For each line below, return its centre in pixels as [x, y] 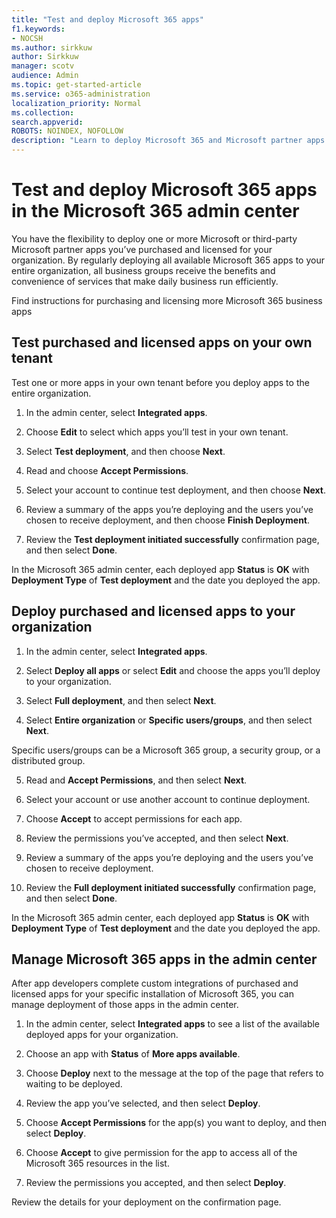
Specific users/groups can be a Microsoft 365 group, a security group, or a [166, 750]
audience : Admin [45, 76]
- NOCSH [27, 38]
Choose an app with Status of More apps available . [133, 1054]
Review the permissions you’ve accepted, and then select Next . [157, 838]
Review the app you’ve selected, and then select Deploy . [143, 1103]
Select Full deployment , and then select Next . [121, 700]
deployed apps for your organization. [102, 1035]
